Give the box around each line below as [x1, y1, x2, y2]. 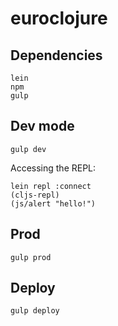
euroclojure [10, 7, 108, 30]
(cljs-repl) [10, 190, 60, 200]
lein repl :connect [10, 181, 92, 191]
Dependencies [10, 47, 103, 64]
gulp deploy [10, 306, 60, 316]
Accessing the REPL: [10, 162, 97, 174]
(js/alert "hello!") [10, 198, 97, 209]
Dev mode [10, 118, 75, 135]
